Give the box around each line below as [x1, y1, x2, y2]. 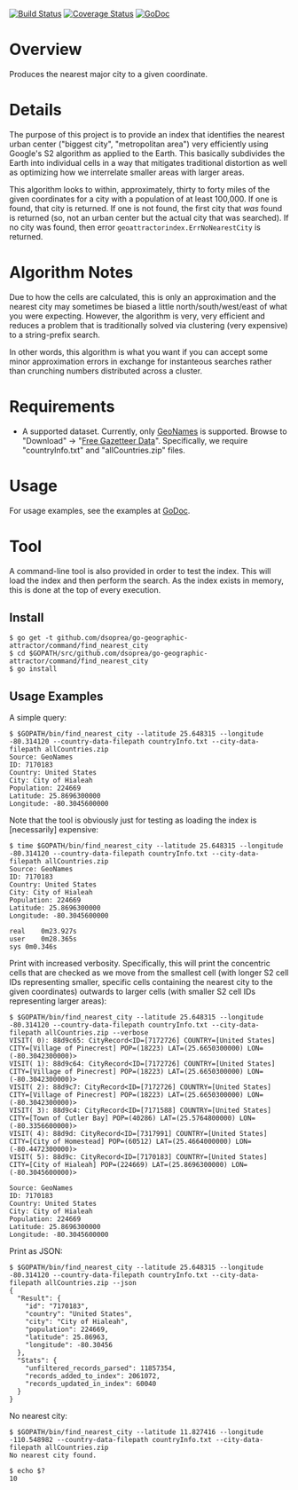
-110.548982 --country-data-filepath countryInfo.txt [9, 1436, 213, 1445]
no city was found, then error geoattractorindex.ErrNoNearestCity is [9, 222, 262, 233]
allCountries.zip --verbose [44, 1029, 149, 1037]
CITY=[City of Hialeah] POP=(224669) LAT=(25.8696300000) [9, 1161, 228, 1170]
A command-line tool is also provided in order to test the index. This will [9, 565, 271, 576]
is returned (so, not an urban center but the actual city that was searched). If [9, 212, 289, 223]
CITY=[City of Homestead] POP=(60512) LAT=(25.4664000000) [9, 1137, 232, 1147]
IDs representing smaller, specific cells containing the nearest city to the [9, 977, 273, 988]
